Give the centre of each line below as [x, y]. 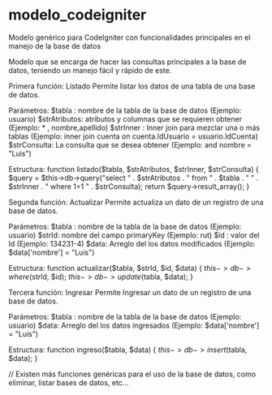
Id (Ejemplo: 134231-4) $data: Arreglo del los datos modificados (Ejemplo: [132, 243]
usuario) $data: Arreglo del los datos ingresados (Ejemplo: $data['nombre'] [134, 325]
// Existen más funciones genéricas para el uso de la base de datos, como [132, 374]
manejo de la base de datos [55, 45]
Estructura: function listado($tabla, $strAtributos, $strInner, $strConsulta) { [134, 169]
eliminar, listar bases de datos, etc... [69, 382]
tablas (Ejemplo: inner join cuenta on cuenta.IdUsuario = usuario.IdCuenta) [133, 136]
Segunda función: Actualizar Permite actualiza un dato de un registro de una [136, 202]
